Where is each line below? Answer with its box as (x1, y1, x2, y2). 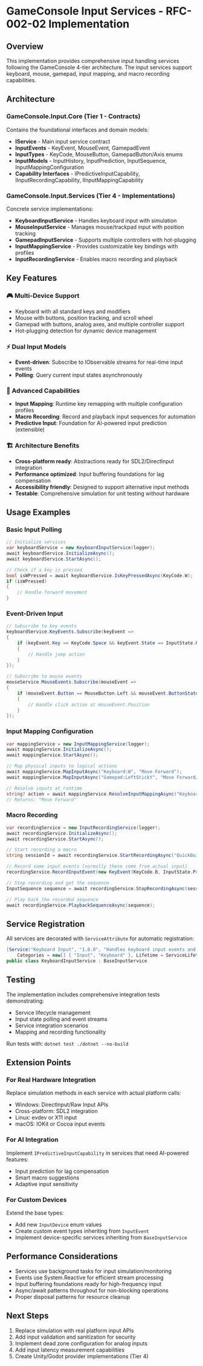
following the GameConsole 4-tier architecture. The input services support (6, 64, 192, 71)
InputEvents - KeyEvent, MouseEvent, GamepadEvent (14, 144, 150, 151)
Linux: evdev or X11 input (14, 1114, 77, 1121)
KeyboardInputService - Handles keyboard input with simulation (14, 217, 177, 224)
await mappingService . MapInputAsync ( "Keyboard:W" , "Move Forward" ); (6, 769, 182, 775)
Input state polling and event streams (14, 1015, 108, 1023)
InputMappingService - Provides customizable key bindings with (14, 242, 178, 249)
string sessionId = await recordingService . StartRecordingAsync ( (6, 853, 174, 859)
